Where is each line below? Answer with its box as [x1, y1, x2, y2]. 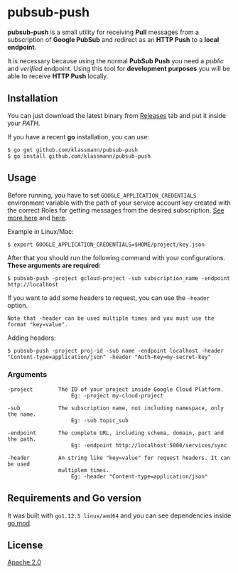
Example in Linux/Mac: [7, 227, 74, 235]
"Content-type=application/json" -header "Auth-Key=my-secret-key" [7, 353, 212, 360]
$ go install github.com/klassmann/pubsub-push [7, 152, 151, 160]
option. [7, 301, 28, 309]
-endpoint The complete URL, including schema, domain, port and [7, 429, 224, 437]
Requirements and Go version [7, 492, 142, 505]
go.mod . [7, 518, 32, 527]
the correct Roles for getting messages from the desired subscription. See [7, 205, 225, 214]
